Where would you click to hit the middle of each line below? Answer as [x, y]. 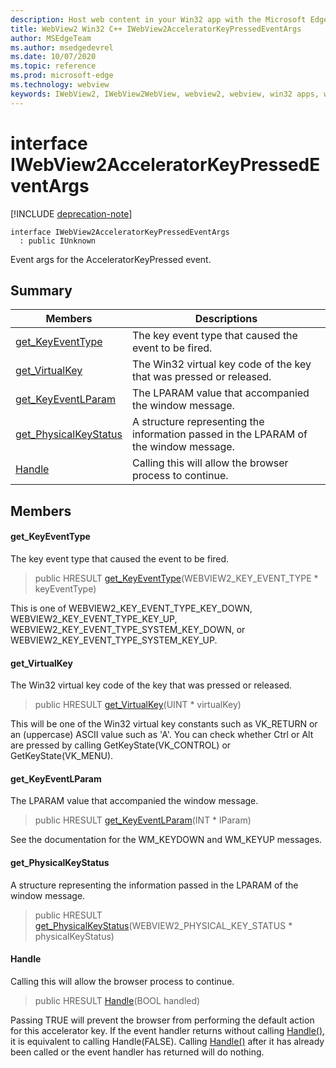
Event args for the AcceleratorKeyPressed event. [111, 259]
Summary [41, 290]
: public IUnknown [58, 241]
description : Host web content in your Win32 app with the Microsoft [158, 19]
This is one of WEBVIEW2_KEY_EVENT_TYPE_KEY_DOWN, [131, 608]
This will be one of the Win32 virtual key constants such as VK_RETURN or [164, 724]
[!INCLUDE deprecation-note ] [71, 213]
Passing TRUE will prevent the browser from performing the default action [162, 1020]
